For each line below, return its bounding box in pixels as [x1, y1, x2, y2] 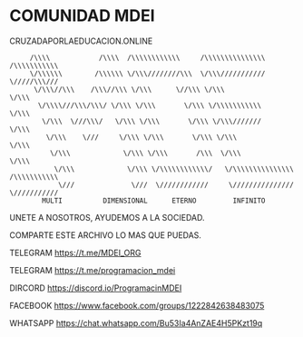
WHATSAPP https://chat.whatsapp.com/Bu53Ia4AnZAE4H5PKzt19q [9, 317, 263, 328]
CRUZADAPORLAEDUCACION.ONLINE [9, 35, 153, 46]
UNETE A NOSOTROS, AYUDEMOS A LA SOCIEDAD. [9, 212, 205, 223]
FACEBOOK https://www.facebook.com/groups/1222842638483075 [9, 300, 265, 311]
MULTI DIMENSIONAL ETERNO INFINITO [42, 196, 266, 205]
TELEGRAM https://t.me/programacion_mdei [9, 264, 176, 275]
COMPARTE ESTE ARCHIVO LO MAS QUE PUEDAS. [9, 229, 202, 241]
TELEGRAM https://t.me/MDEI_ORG [9, 247, 142, 258]
